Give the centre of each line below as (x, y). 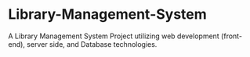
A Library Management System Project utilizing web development (114, 36)
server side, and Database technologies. (92, 44)
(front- (232, 36)
